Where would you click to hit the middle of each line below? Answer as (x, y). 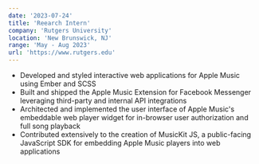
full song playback (50, 126)
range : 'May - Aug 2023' (49, 45)
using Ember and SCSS (58, 84)
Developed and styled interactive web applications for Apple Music (130, 75)
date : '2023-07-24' (41, 16)
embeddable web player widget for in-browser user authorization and (134, 117)
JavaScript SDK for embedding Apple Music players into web (120, 143)
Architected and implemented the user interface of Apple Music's (127, 109)
